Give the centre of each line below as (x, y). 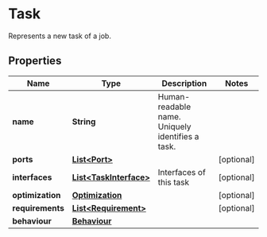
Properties (35, 61)
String (84, 122)
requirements (39, 208)
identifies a (178, 136)
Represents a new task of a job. (60, 36)
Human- (174, 96)
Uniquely (174, 126)
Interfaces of (182, 172)
